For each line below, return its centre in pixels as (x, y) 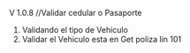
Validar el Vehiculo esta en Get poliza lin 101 (102, 39)
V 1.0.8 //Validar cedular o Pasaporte (76, 13)
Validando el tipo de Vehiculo (75, 30)
